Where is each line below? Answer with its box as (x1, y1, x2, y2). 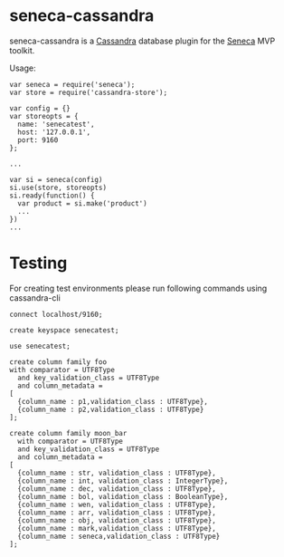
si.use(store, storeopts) (9, 183, 107, 192)
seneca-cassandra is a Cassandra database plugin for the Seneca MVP (9, 35, 276, 46)
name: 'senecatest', (17, 120, 95, 129)
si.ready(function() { (9, 191, 95, 200)
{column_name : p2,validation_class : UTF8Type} (17, 405, 204, 414)
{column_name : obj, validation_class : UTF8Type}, (17, 515, 217, 525)
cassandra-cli (9, 292, 61, 303)
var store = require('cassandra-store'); (9, 88, 168, 97)
